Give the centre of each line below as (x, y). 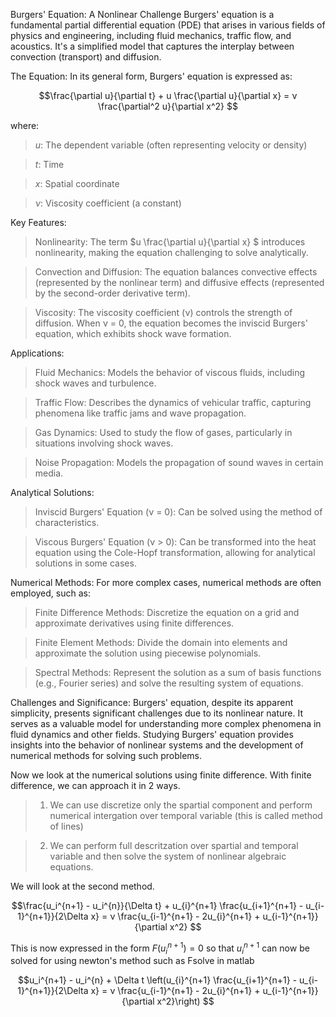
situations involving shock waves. (104, 443)
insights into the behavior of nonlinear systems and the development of (157, 745)
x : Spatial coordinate (77, 183)
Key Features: (38, 222)
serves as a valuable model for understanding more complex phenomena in (166, 723)
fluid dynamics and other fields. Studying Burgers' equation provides (152, 734)
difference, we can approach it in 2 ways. (95, 785)
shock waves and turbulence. (95, 383)
